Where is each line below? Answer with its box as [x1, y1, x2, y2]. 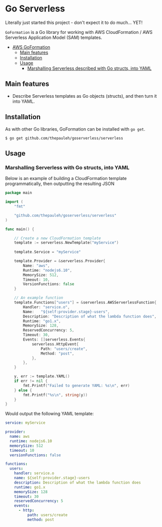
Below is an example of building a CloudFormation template [5, 176, 127, 181]
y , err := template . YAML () [14, 374, 70, 379]
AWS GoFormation [12, 44, 51, 50]
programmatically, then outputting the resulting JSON [5, 180, 115, 187]
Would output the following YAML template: [5, 411, 94, 417]
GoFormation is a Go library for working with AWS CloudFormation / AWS [5, 29, 153, 35]
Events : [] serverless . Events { [23, 337, 85, 342]
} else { [14, 387, 32, 393]
